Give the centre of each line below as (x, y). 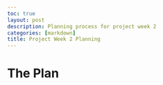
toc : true (22, 13)
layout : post (26, 20)
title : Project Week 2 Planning (54, 39)
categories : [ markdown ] (42, 33)
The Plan (33, 74)
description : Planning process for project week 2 (82, 26)
